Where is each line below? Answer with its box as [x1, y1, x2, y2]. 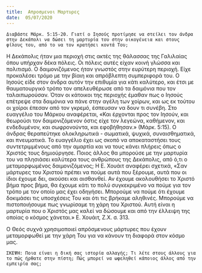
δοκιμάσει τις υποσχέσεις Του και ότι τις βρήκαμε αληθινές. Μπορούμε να [6, 194, 194, 201]
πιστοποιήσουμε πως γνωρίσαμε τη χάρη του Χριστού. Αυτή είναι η [6, 201, 175, 208]
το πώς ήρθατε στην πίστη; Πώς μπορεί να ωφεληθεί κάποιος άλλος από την [6, 255, 197, 261]
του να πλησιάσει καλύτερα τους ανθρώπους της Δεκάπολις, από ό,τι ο [6, 155, 187, 163]
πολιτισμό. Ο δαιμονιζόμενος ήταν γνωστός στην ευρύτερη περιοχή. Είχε [6, 65, 191, 73]
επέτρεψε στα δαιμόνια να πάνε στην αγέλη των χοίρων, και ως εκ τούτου [6, 98, 195, 105]
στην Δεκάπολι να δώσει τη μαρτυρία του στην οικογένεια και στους [6, 36, 180, 42]
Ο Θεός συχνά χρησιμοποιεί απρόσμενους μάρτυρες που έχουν [6, 225, 167, 232]
